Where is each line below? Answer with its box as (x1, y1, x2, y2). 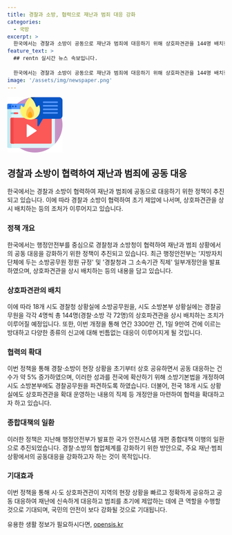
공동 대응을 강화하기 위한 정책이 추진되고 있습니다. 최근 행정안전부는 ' (14, 249, 200, 257)
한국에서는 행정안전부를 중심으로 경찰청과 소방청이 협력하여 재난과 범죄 (7, 241, 197, 249)
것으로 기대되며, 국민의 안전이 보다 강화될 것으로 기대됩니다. (7, 505, 168, 514)
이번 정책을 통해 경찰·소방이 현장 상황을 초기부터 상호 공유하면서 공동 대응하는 (7, 364, 215, 373)
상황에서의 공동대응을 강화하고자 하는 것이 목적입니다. (7, 452, 151, 460)
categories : (7, 18, 41, 26)
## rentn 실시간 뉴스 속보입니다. (13, 55, 98, 62)
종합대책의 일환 (7, 418, 55, 428)
